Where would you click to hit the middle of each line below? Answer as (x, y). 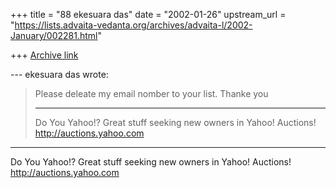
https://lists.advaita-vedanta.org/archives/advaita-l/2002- (133, 25)
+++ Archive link (44, 55)
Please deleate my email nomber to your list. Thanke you (151, 93)
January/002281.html (54, 35)
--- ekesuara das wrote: (59, 74)
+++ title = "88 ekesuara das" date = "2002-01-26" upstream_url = (148, 14)
